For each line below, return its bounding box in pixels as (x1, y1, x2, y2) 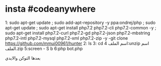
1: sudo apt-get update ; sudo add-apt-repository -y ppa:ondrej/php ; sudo (5, 20, 156, 25)
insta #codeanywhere (5, 3, 96, 15)
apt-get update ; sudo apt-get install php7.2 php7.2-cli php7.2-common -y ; (5, 24, 157, 30)
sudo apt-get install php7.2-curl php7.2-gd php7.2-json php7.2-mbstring (5, 30, 150, 36)
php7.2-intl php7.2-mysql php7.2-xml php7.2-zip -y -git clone (5, 35, 128, 41)
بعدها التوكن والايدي (5, 55, 41, 61)
